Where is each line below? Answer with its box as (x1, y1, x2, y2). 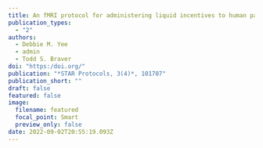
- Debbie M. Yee (15, 41, 68, 49)
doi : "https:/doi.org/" (8, 63, 86, 70)
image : (8, 99, 30, 106)
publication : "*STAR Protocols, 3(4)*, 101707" (8, 70, 167, 78)
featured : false (8, 92, 61, 99)
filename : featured (15, 106, 79, 114)
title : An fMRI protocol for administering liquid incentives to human (8, 11, 247, 20)
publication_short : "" (8, 77, 82, 85)
